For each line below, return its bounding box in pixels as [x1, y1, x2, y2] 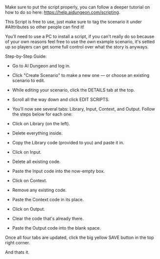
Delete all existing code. [12, 159, 61, 165]
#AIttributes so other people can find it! [5, 24, 85, 30]
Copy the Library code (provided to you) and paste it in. [12, 140, 125, 145]
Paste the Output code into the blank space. [12, 225, 101, 231]
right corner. [5, 240, 30, 245]
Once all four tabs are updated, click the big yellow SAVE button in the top [5, 235, 154, 240]
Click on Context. [12, 178, 47, 183]
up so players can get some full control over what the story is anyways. [5, 44, 149, 49]
